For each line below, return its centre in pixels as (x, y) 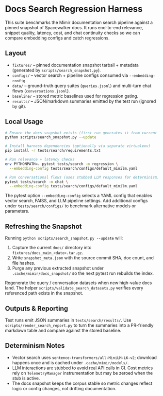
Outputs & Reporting (37, 308)
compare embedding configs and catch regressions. (57, 38)
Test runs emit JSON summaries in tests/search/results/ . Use (68, 320)
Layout (16, 53)
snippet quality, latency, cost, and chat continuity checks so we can (73, 33)
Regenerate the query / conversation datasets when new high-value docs (79, 283)
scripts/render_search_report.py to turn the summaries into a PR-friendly (79, 325)
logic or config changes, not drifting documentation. (64, 388)
